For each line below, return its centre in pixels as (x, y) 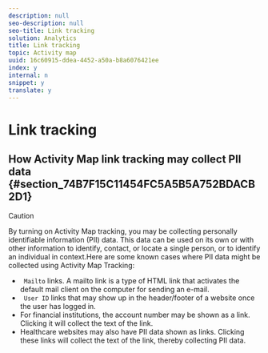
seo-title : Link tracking (51, 30)
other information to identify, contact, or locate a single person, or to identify (134, 248)
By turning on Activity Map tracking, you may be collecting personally (123, 231)
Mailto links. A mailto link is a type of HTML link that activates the (132, 281)
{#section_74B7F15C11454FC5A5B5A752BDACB (132, 184)
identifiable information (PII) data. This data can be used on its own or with (131, 240)
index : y (23, 68)
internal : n (28, 75)
